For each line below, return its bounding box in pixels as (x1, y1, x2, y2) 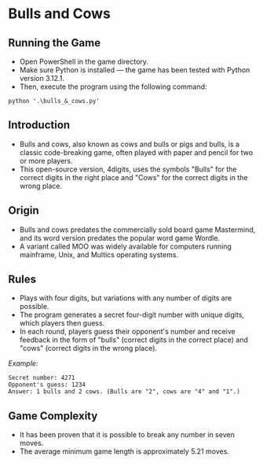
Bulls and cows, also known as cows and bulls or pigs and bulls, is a (19, 139, 240, 149)
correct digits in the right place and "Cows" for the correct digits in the (19, 172, 248, 182)
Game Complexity (8, 409, 98, 422)
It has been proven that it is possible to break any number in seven (19, 430, 236, 440)
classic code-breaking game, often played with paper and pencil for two (19, 147, 254, 157)
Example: (8, 359, 38, 368)
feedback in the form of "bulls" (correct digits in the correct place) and (19, 335, 249, 344)
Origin (8, 204, 39, 217)
